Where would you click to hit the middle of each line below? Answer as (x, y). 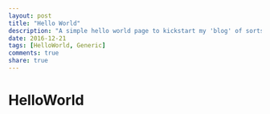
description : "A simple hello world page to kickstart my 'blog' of (125, 31)
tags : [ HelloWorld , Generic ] (57, 46)
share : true (28, 61)
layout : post (30, 16)
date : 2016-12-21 (37, 38)
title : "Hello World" (45, 23)
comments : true (34, 53)
